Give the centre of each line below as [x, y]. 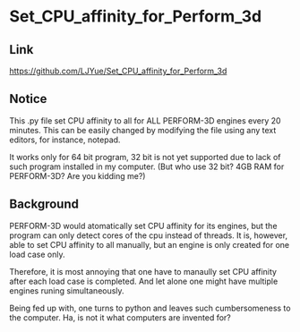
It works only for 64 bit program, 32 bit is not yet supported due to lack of [145, 157]
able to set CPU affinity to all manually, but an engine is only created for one [150, 244]
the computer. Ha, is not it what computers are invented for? [120, 317]
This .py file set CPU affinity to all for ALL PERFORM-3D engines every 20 [145, 120]
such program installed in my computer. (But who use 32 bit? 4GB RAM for [147, 166]
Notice [28, 99]
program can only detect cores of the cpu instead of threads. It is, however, [149, 235]
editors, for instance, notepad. [65, 140]
